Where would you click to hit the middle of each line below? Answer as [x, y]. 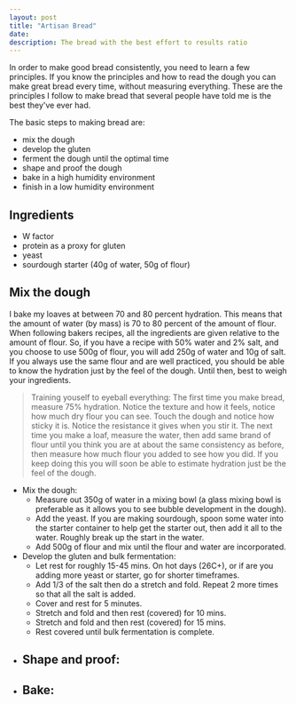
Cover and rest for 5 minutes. [89, 603]
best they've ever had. [50, 105]
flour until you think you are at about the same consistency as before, [157, 444]
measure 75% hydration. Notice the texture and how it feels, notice [153, 406]
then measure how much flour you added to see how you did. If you [155, 453]
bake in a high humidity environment [89, 178]
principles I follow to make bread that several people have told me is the [140, 96]
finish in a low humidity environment [88, 187]
